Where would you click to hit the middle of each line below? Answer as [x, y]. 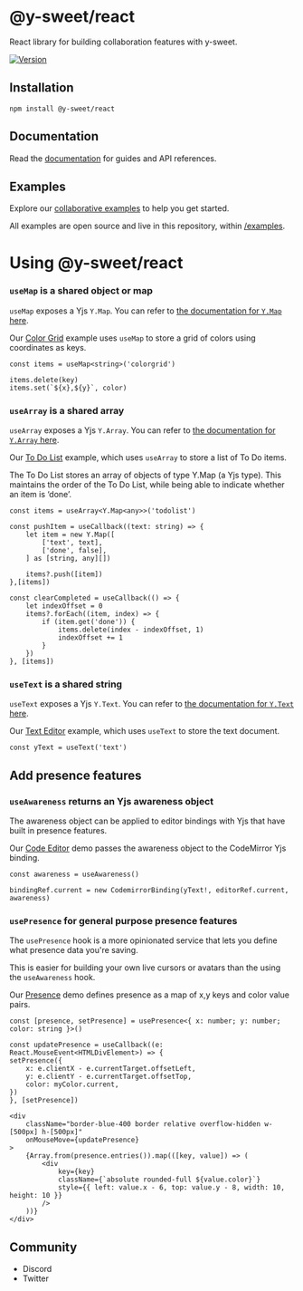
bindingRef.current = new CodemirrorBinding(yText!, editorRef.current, [149, 891]
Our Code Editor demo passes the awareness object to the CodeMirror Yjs [148, 848]
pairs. [20, 1005]
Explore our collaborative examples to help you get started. [119, 208]
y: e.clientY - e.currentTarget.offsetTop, [109, 1077]
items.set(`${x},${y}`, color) [68, 388]
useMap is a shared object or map [81, 291]
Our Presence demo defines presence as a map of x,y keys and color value [149, 995]
